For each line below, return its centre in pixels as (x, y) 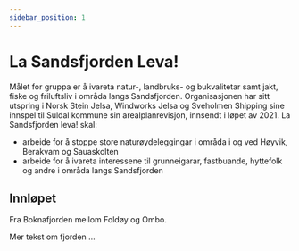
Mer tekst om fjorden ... (52, 237)
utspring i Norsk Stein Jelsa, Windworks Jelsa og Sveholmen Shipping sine (147, 105)
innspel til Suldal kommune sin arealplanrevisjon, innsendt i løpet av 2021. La (150, 115)
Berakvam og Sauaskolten (70, 151)
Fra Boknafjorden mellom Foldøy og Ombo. (88, 220)
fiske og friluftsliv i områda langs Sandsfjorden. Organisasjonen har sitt (140, 96)
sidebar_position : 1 (48, 17)
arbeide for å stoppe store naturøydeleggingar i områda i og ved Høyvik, (155, 142)
